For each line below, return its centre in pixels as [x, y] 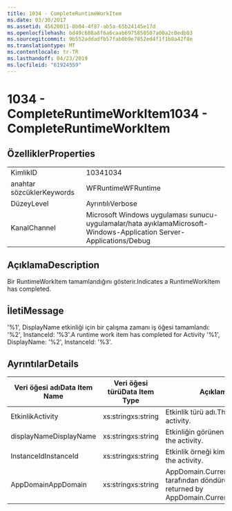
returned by [184, 489]
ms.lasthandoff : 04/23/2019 [48, 59]
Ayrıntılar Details [43, 364]
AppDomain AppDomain [49, 485]
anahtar [23, 184]
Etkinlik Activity [35, 416]
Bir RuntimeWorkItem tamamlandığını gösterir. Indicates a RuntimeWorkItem [114, 282]
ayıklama [158, 223]
